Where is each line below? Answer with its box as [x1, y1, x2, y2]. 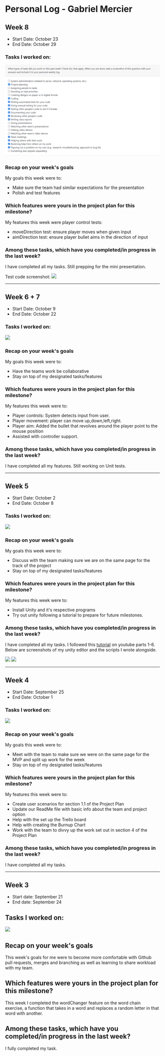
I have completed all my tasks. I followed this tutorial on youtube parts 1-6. [5, 642, 156, 648]
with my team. [5, 964, 34, 970]
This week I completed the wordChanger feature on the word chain [5, 1000, 141, 1006]
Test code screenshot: [5, 274, 51, 280]
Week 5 [5, 482, 28, 490]
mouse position [12, 428, 44, 434]
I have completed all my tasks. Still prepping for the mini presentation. [5, 264, 146, 270]
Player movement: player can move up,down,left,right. [12, 418, 122, 424]
